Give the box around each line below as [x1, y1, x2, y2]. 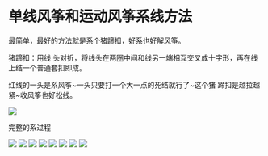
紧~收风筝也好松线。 [8, 90, 77, 99]
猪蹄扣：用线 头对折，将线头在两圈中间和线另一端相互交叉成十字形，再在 [8, 53, 251, 62]
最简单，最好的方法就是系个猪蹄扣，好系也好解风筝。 [8, 36, 186, 45]
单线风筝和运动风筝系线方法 [8, 7, 193, 26]
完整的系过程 [8, 122, 51, 132]
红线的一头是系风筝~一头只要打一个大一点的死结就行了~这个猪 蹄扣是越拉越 [8, 80, 261, 90]
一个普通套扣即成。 [22, 62, 86, 73]
